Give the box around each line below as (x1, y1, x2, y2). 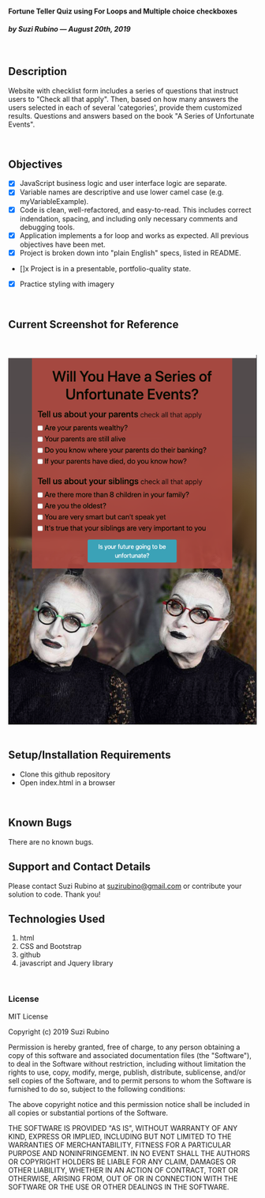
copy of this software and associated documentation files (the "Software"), (8, 1050, 252, 1060)
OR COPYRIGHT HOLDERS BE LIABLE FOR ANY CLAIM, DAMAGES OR (8, 1157, 237, 1166)
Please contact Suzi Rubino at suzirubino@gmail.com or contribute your (8, 881, 242, 890)
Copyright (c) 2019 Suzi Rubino (8, 1026, 110, 1036)
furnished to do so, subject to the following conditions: (8, 1084, 185, 1094)
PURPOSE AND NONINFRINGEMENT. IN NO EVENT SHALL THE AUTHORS (8, 1148, 251, 1158)
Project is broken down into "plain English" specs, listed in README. (19, 248, 242, 257)
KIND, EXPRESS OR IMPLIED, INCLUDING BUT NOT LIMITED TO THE (8, 1132, 232, 1141)
